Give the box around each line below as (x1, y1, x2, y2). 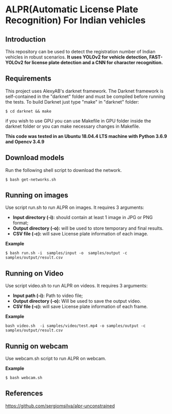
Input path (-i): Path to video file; (12, 292, 83, 299)
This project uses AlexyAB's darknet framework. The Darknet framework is (5, 88, 164, 94)
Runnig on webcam (5, 342, 68, 350)
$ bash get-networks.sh (5, 177, 56, 182)
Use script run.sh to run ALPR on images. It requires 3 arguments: (5, 204, 145, 211)
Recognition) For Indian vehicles (5, 14, 146, 26)
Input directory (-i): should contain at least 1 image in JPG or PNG (12, 214, 153, 221)
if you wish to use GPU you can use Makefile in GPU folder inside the (5, 117, 151, 124)
